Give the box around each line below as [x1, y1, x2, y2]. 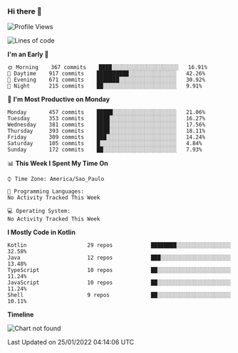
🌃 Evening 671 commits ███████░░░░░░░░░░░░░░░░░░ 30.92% [7, 76, 205, 84]
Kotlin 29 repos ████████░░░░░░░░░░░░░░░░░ [7, 242, 232, 249]
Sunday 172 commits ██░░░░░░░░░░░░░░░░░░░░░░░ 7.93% [7, 146, 202, 154]
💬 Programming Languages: [7, 188, 84, 195]
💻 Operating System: [7, 208, 71, 215]
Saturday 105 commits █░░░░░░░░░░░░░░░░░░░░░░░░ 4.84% [7, 140, 202, 147]
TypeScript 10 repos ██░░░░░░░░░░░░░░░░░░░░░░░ [7, 267, 232, 274]
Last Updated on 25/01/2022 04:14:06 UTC [7, 338, 135, 347]
